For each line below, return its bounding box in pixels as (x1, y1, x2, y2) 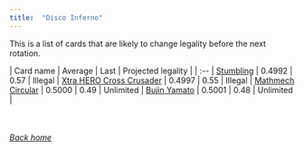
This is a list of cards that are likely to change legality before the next (9, 38, 267, 49)
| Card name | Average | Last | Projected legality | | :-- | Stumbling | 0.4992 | (9, 65, 293, 76)
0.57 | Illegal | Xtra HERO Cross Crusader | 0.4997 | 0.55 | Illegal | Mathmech (9, 74, 295, 86)
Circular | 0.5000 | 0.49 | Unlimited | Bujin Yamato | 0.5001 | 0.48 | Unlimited (9, 84, 294, 95)
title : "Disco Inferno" (9, 13, 103, 23)
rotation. (9, 47, 41, 59)
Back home (9, 132, 52, 143)
